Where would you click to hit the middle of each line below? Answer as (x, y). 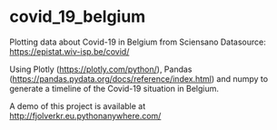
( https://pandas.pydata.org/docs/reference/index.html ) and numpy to (139, 78)
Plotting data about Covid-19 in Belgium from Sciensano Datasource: (138, 42)
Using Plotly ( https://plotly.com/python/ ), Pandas (101, 69)
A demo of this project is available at (78, 105)
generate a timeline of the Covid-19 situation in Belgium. (114, 88)
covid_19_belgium (78, 17)
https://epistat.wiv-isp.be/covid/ (69, 51)
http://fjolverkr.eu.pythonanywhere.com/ (85, 115)
